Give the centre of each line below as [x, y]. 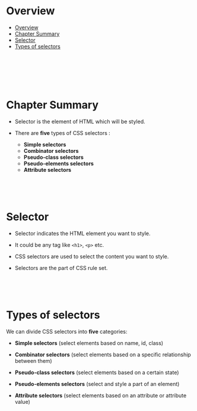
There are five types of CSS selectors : [63, 133]
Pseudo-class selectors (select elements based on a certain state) [97, 372]
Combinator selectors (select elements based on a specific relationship [103, 354]
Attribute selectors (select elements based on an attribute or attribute [101, 395]
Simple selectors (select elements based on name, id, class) [89, 343]
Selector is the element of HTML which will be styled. [80, 121]
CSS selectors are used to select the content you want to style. [92, 256]
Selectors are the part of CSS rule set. [61, 268]
